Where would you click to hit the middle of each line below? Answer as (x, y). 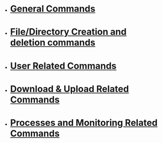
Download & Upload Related (69, 89)
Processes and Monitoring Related (84, 123)
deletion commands (53, 43)
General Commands (53, 9)
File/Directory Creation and (68, 32)
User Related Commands (63, 66)
